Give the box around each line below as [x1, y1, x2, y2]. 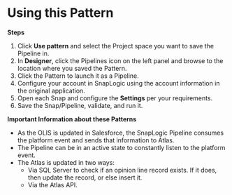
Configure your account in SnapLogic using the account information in [17, 79, 220, 87]
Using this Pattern [7, 5, 114, 21]
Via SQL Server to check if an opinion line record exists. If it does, [27, 166, 217, 174]
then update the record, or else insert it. [27, 173, 143, 182]
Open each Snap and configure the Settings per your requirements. [17, 93, 213, 102]
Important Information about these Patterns [7, 114, 137, 123]
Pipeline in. [17, 49, 50, 58]
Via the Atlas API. [27, 180, 78, 189]
